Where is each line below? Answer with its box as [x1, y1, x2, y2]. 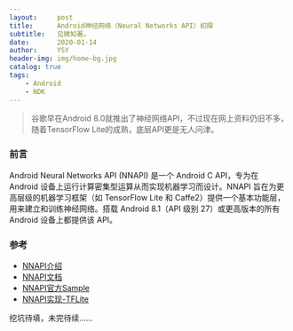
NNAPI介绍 [21, 261, 63, 272]
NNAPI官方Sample [21, 283, 91, 294]
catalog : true [9, 63, 62, 72]
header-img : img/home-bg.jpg [9, 54, 117, 63]
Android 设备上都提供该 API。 [9, 214, 118, 225]
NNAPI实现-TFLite [21, 294, 89, 304]
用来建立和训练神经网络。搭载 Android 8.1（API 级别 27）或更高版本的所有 [9, 203, 281, 214]
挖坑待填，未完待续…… [9, 312, 93, 324]
